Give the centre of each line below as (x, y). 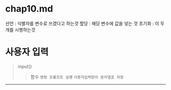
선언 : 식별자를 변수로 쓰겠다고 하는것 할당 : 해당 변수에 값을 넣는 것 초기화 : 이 (82, 23)
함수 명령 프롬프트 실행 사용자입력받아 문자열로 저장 (77, 77)
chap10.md (29, 9)
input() (25, 66)
